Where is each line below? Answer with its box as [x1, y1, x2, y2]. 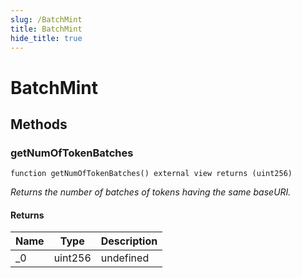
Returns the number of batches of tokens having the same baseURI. [10, 186, 292, 198]
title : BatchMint [10, 24, 83, 34]
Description [100, 234, 158, 248]
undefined [100, 251, 150, 265]
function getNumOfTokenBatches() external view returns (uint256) [10, 169, 293, 179]
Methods [10, 116, 68, 133]
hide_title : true [10, 33, 83, 43]
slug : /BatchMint [10, 14, 83, 25]
